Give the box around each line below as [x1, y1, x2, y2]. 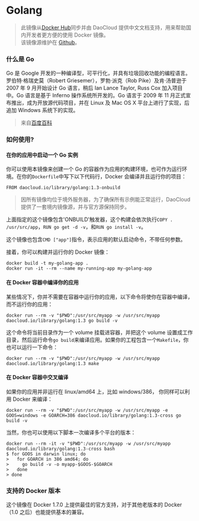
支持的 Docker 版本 [6, 487, 61, 495]
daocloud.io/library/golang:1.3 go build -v [6, 318, 118, 324]
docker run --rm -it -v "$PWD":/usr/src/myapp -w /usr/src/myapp [6, 440, 171, 446]
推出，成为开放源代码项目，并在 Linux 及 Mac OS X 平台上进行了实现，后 [11, 99, 190, 107]
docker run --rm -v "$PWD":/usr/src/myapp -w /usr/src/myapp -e [6, 407, 168, 413]
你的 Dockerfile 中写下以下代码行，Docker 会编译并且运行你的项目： [21, 173, 187, 180]
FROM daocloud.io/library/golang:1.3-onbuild [6, 185, 120, 191]
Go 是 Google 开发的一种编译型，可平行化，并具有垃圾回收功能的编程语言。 [6, 69, 191, 77]
